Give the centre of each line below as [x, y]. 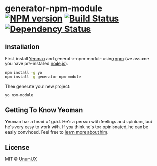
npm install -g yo [23, 73]
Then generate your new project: [38, 86]
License [17, 147]
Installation [22, 47]
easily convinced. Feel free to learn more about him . [57, 132]
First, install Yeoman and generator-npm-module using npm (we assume [77, 58]
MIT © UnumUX [21, 159]
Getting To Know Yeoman [44, 110]
